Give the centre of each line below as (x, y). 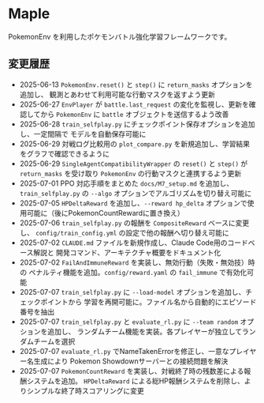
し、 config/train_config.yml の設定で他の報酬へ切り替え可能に (125, 232)
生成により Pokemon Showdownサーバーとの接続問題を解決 (131, 361)
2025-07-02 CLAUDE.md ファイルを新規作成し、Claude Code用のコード (134, 243)
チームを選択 (54, 341)
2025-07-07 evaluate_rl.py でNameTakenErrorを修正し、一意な (124, 351)
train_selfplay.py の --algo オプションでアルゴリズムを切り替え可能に (136, 193)
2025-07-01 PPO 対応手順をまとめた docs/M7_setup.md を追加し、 (126, 183)
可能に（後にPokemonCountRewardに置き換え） (105, 213)
